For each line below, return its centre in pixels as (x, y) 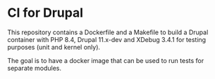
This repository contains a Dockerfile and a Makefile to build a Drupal (108, 32)
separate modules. (35, 68)
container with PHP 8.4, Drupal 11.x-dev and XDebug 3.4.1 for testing (107, 39)
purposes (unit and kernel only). (54, 47)
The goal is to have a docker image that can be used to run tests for (106, 60)
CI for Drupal (45, 13)
